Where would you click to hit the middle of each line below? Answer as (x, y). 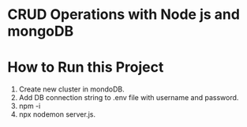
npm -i (30, 106)
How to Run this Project (86, 67)
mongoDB (41, 31)
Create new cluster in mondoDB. (72, 89)
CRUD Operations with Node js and (123, 15)
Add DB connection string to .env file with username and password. (129, 98)
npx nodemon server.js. (57, 114)
